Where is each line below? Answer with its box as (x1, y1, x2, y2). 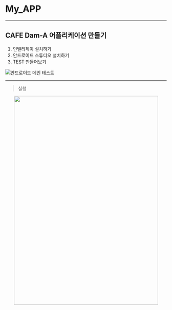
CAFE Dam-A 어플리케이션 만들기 (5, 31, 106, 40)
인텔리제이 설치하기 (12, 46, 52, 52)
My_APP (5, 3, 41, 15)
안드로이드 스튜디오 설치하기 (12, 52, 70, 58)
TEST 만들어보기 (12, 59, 47, 65)
